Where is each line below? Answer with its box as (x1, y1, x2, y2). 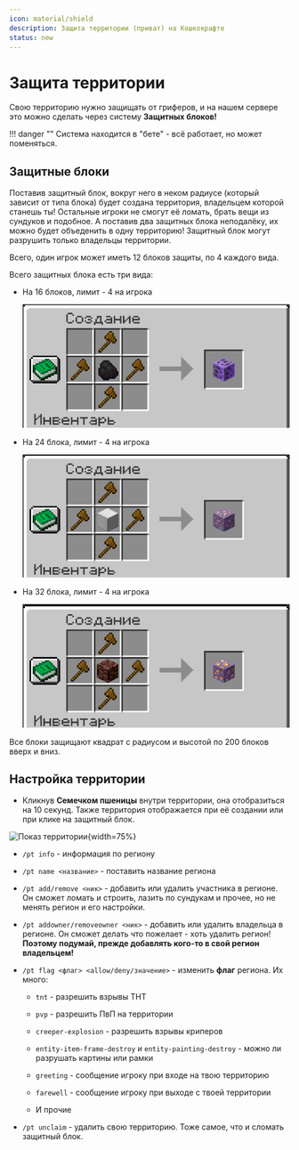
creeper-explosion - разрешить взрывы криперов (35, 1026, 223, 1037)
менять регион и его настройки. (21, 902, 145, 912)
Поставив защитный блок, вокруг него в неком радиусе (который (9, 188, 260, 198)
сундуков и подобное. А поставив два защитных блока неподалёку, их (9, 216, 279, 227)
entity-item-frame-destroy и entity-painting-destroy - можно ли (35, 1043, 282, 1054)
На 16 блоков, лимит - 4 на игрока (21, 287, 153, 297)
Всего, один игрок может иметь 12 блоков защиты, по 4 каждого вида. (9, 252, 279, 263)
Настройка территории (9, 772, 146, 787)
